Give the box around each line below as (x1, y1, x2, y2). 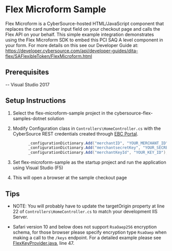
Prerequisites (5, 68, 49, 77)
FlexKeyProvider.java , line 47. (12, 240, 75, 246)
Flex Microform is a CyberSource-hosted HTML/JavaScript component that (5, 20, 164, 27)
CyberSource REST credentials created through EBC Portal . (12, 130, 138, 136)
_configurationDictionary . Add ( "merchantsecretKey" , (28, 145, 141, 150)
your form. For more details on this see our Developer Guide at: (5, 42, 139, 48)
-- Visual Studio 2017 (5, 81, 50, 87)
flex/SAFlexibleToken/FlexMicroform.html (5, 53, 92, 59)
